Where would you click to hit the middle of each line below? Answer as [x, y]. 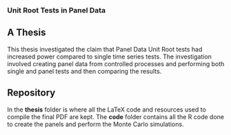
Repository [31, 93]
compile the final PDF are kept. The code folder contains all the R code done [115, 116]
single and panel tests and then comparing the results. [84, 71]
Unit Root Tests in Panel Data [56, 10]
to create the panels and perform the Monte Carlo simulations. [96, 124]
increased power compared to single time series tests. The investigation [110, 56]
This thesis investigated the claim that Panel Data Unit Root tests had [105, 49]
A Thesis [27, 33]
